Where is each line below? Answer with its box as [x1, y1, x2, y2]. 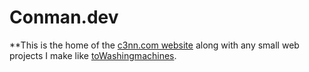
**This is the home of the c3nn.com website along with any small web [9, 39, 300, 51]
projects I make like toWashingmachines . [9, 49, 177, 61]
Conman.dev [9, 6, 119, 29]
